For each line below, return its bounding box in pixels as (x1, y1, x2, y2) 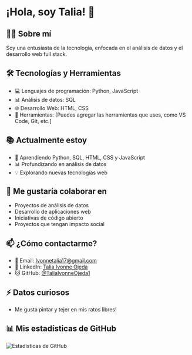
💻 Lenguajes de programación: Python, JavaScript (14, 87, 139, 94)
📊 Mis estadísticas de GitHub (6, 324, 116, 334)
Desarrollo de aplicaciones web (14, 208, 91, 215)
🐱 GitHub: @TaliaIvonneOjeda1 (14, 270, 90, 277)
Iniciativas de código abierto (14, 214, 83, 221)
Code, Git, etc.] (14, 117, 52, 124)
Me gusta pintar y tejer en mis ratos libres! (14, 306, 117, 313)
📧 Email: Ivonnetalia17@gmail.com (14, 257, 97, 264)
